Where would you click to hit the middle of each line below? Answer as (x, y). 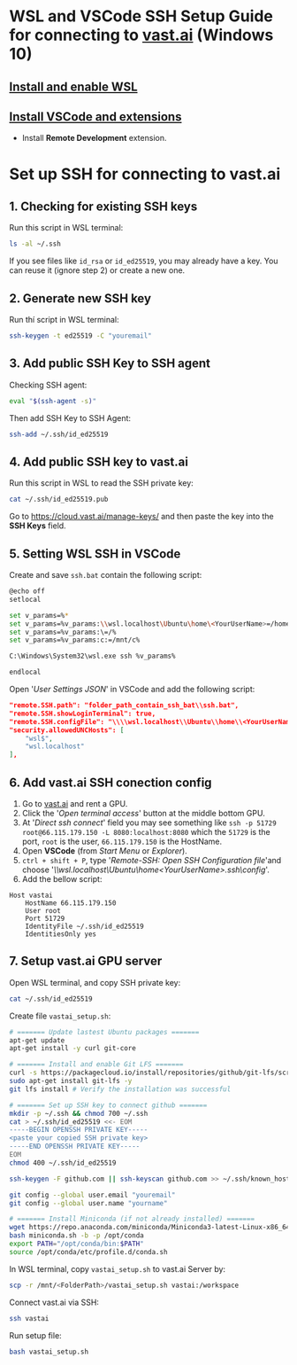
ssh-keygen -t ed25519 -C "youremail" (80, 336)
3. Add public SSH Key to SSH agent (110, 364)
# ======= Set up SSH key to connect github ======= (108, 1105)
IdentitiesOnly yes (61, 934)
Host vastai (31, 895)
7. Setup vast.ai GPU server (86, 961)
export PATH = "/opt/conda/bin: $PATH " (76, 1244)
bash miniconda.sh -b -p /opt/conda (76, 1236)
